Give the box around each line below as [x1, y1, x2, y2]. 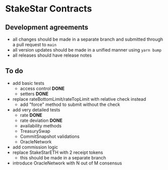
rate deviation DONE [20, 117, 63, 123]
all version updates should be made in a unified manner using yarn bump [12, 47, 162, 53]
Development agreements [5, 23, 89, 32]
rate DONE [20, 112, 43, 118]
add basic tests [12, 80, 44, 86]
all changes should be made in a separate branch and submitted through [12, 36, 163, 42]
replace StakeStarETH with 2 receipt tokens [12, 149, 103, 155]
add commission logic [12, 144, 58, 150]
